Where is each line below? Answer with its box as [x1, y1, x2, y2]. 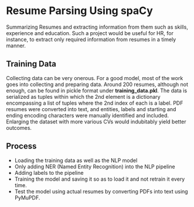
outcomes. [6, 124, 32, 131]
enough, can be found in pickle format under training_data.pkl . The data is [6, 87, 188, 94]
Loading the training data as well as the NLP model [14, 157, 138, 164]
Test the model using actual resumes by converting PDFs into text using [14, 188, 189, 195]
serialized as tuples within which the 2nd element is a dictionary [6, 93, 161, 100]
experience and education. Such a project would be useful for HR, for [6, 29, 174, 36]
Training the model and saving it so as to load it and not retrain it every [14, 175, 185, 182]
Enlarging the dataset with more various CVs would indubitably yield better [6, 118, 186, 125]
